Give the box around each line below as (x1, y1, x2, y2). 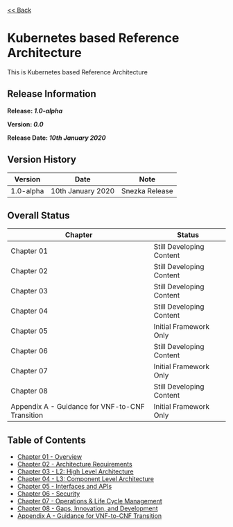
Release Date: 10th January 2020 (7, 133, 106, 142)
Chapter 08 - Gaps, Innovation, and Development (17, 504, 158, 513)
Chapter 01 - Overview (17, 453, 82, 461)
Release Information (7, 88, 97, 100)
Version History (7, 154, 76, 165)
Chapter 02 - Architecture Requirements (17, 460, 133, 469)
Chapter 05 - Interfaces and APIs (17, 483, 112, 491)
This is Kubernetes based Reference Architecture (7, 67, 148, 76)
